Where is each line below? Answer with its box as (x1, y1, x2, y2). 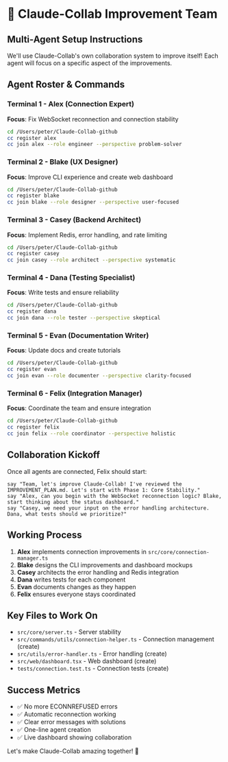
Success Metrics (7, 684, 81, 695)
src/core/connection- (148, 549, 210, 556)
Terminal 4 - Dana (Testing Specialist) (7, 273, 136, 283)
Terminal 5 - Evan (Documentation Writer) (7, 331, 149, 340)
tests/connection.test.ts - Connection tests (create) (16, 665, 169, 673)
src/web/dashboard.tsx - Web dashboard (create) (16, 657, 157, 665)
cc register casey (7, 250, 60, 257)
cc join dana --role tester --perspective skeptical (7, 315, 161, 322)
